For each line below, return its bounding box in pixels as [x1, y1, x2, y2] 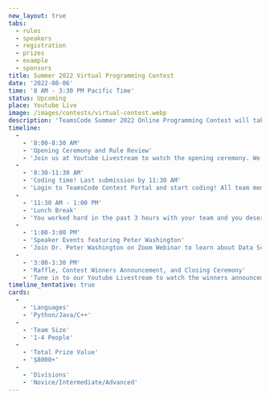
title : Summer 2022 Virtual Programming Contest [8, 72, 174, 80]
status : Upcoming [8, 94, 67, 102]
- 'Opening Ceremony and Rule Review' [22, 146, 153, 154]
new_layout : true [8, 11, 67, 20]
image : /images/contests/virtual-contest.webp [8, 109, 167, 117]
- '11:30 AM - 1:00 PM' [22, 199, 103, 207]
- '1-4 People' [22, 333, 74, 342]
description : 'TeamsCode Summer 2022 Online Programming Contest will [8, 117, 250, 125]
